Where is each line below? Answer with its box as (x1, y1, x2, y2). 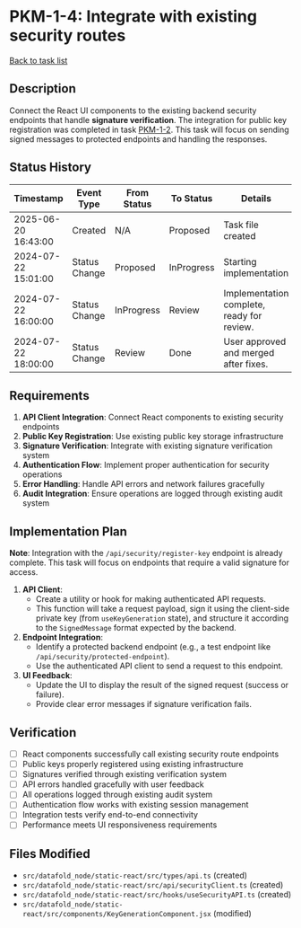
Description (9, 81, 76, 96)
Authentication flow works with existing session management (21, 800, 249, 810)
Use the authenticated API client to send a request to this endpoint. (35, 660, 284, 671)
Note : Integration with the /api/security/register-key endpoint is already (9, 548, 284, 559)
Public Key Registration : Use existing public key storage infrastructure (21, 431, 284, 442)
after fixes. (223, 358, 269, 370)
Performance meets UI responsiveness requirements (21, 819, 218, 830)
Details (240, 191, 271, 204)
